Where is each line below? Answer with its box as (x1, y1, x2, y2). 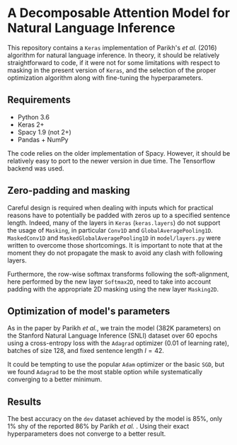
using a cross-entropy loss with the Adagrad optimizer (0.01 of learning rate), (7, 339, 229, 347)
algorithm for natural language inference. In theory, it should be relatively (7, 51, 220, 59)
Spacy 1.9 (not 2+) (17, 127, 72, 136)
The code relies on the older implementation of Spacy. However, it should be (7, 149, 231, 157)
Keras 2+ (17, 120, 45, 129)
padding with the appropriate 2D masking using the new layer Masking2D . (7, 284, 219, 293)
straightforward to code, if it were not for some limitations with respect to (7, 58, 221, 67)
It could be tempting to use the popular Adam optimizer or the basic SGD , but (7, 360, 225, 369)
